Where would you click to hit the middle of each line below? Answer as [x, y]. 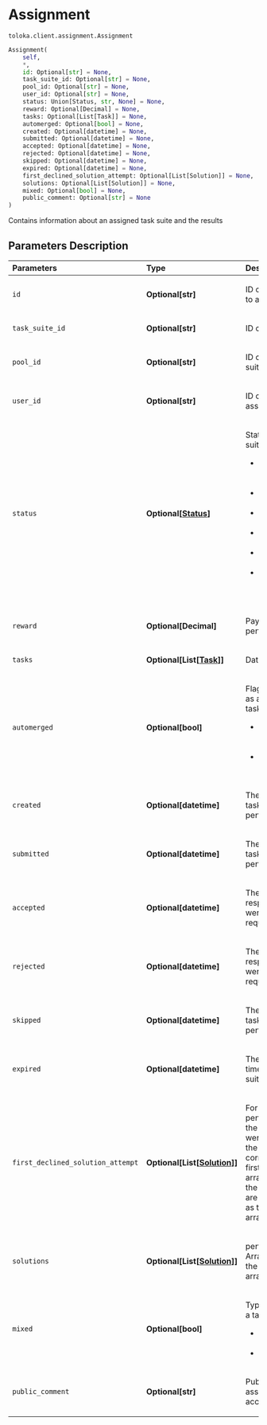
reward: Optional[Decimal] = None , [81, 109]
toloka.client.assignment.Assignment [71, 36]
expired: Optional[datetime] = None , [85, 168]
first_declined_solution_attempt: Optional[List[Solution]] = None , [138, 176]
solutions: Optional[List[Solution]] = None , [99, 183]
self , [32, 57]
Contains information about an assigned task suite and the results [116, 221]
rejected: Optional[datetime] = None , [87, 154]
